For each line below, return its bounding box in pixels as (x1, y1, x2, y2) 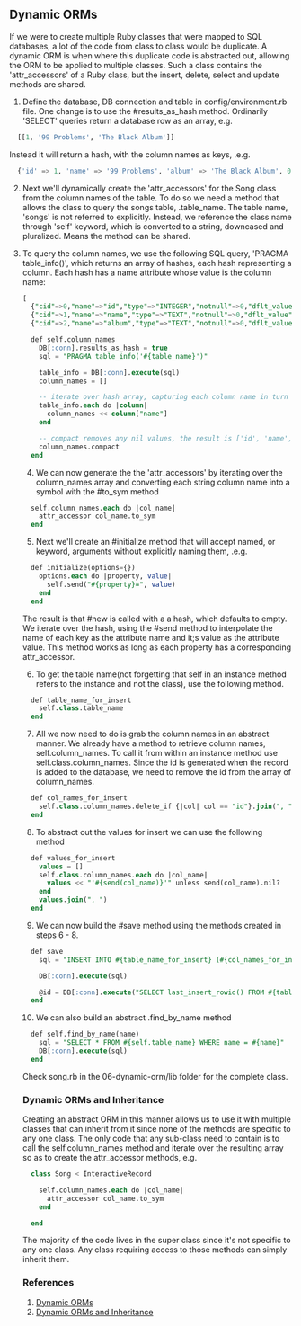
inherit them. (22, 1254, 70, 1265)
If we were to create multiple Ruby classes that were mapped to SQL (9, 31, 263, 41)
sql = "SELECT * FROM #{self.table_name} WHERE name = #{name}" (39, 1038, 285, 1047)
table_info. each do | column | (39, 401, 148, 410)
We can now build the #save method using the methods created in (35, 920, 282, 930)
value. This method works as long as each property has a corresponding (22, 642, 292, 653)
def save (31, 947, 64, 956)
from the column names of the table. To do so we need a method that (22, 192, 279, 203)
